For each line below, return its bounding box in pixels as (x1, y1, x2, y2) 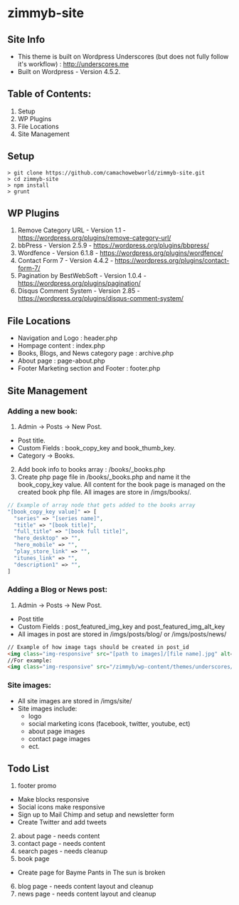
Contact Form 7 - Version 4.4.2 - (17, 257, 114, 265)
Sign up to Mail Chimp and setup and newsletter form (17, 810, 174, 819)
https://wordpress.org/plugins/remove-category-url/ (17, 234, 171, 242)
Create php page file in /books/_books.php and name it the (17, 472, 191, 481)
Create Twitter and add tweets (17, 818, 107, 827)
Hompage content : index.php (17, 341, 105, 350)
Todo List (7, 762, 50, 775)
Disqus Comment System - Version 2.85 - (17, 286, 140, 295)
